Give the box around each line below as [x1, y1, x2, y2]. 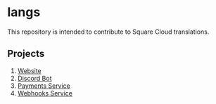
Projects [7, 48, 45, 60]
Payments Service [17, 82, 70, 90]
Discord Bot [17, 74, 52, 82]
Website [17, 66, 42, 74]
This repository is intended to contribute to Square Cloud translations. [7, 27, 210, 36]
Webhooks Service [17, 89, 72, 97]
